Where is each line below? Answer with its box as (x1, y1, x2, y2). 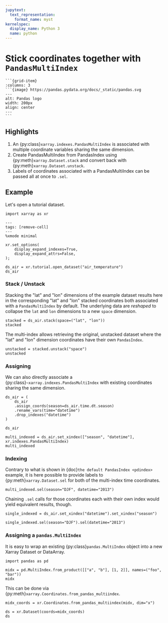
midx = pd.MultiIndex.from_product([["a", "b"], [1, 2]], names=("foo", (5, 567, 162, 572)
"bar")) (5, 572, 22, 577)
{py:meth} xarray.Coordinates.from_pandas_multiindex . (5, 591, 120, 597)
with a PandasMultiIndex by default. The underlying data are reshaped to (5, 302, 156, 309)
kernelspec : (5, 21, 30, 27)
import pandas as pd (5, 558, 49, 564)
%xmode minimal (5, 233, 37, 239)
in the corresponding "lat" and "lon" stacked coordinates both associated (5, 297, 158, 303)
